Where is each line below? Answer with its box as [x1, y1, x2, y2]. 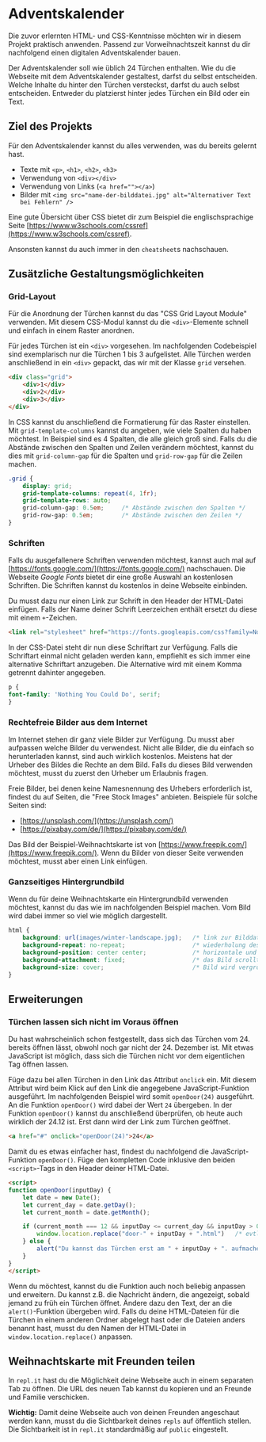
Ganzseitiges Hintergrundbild [8, 876, 125, 887]
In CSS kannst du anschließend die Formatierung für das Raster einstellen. [8, 417, 251, 426]
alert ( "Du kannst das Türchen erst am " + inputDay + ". [36, 1245, 228, 1253]
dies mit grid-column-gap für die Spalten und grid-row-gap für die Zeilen [8, 451, 243, 460]
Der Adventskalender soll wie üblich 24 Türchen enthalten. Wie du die [8, 63, 236, 72]
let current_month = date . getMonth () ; [22, 1208, 150, 1216]
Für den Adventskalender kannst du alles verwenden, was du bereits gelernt [8, 140, 257, 151]
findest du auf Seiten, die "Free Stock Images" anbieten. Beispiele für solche [8, 792, 258, 802]
